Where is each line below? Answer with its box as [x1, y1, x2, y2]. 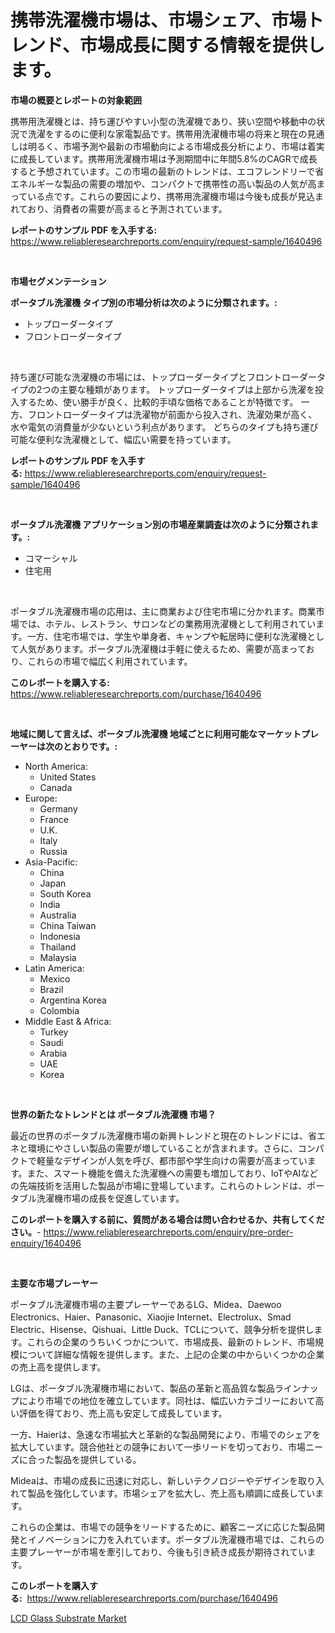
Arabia [39, 1047, 68, 1059]
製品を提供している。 [53, 1453, 142, 1465]
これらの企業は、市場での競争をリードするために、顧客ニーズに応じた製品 [10, 1521, 317, 1533]
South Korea [39, 887, 92, 900]
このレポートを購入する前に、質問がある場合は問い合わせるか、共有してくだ [10, 1213, 325, 1225]
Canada [39, 781, 73, 793]
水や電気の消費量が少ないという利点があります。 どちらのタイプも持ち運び [10, 421, 319, 433]
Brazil [39, 983, 64, 995]
